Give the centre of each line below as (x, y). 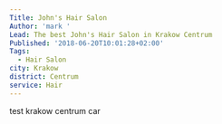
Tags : (19, 52)
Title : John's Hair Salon (58, 18)
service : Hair (36, 85)
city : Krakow (34, 69)
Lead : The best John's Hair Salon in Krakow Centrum (111, 34)
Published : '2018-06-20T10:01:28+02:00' (87, 43)
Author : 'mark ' (40, 26)
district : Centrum (44, 77)
